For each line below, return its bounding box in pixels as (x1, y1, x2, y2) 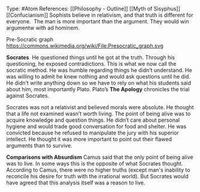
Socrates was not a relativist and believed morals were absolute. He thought (6, 104, 194, 110)
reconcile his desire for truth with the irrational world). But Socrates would (6, 173, 189, 179)
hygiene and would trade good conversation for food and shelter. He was (6, 123, 187, 130)
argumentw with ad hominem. (6, 24, 80, 31)
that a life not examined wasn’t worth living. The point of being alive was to (6, 110, 191, 117)
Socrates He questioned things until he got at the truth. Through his (6, 54, 175, 61)
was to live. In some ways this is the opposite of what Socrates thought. (6, 160, 183, 167)
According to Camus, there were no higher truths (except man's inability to (6, 166, 190, 173)
